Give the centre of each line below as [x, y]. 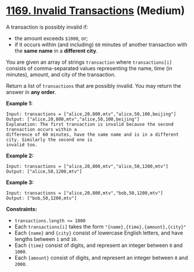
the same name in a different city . [56, 50]
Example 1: [20, 103]
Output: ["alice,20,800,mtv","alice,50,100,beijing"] [73, 119]
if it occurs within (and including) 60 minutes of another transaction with [101, 44]
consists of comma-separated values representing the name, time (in [89, 68]
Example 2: [20, 156]
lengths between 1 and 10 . [46, 239]
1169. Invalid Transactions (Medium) [96, 11]
